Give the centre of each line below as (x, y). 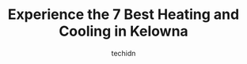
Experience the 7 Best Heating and (123, 15)
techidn (123, 53)
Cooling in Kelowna (123, 31)
